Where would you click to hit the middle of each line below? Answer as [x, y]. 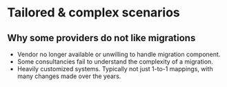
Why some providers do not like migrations [101, 38]
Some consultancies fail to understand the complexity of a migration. [115, 62]
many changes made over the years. [69, 76]
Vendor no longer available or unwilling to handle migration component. [119, 54]
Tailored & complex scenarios [94, 13]
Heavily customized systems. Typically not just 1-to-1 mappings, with [115, 69]
